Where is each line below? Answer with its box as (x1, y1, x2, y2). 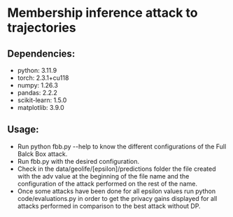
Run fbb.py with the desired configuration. (17, 157, 140, 165)
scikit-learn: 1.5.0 (17, 96, 67, 104)
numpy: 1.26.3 (17, 81, 58, 89)
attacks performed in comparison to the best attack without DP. (17, 202, 201, 210)
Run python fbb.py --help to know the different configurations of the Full (17, 142, 227, 150)
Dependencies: (7, 48, 76, 59)
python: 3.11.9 (17, 66, 57, 74)
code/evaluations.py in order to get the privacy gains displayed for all (17, 194, 218, 202)
